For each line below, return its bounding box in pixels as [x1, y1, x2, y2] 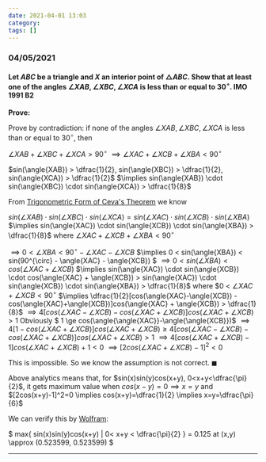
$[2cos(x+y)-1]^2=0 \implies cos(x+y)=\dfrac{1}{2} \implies [8, 390, 203, 400]
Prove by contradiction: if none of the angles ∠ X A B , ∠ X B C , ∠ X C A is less [8, 124, 245, 133]
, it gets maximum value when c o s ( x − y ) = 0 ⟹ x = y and [22, 382, 214, 391]
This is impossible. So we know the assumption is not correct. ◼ [8, 358, 218, 368]
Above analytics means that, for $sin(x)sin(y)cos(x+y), [8, 373, 186, 383]
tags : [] [8, 26, 37, 34]
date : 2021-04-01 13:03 [8, 11, 87, 20]
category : [8, 19, 41, 27]
